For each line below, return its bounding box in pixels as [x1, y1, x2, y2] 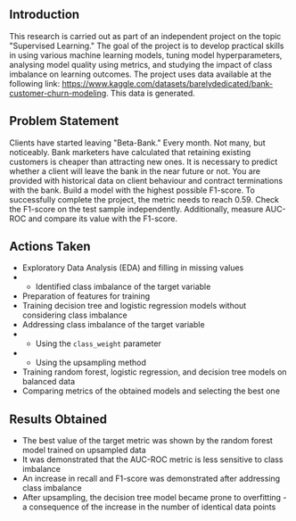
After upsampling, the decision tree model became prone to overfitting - [21, 492, 287, 503]
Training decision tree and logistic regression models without [21, 301, 247, 311]
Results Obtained [9, 411, 108, 426]
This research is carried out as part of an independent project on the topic [9, 30, 282, 41]
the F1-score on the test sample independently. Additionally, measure [9, 203, 264, 214]
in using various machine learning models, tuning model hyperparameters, [9, 49, 283, 61]
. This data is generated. [105, 87, 196, 98]
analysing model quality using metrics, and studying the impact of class [9, 59, 273, 70]
